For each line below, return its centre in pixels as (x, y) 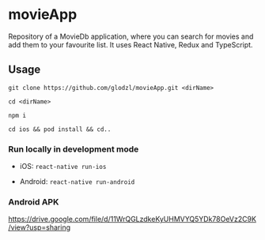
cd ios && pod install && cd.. (60, 129)
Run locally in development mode (74, 149)
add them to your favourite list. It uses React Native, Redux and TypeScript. (131, 44)
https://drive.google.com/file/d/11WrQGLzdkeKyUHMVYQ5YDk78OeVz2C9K (132, 219)
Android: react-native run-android (77, 182)
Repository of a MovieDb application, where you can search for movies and (131, 36)
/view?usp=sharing (40, 227)
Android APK (34, 201)
